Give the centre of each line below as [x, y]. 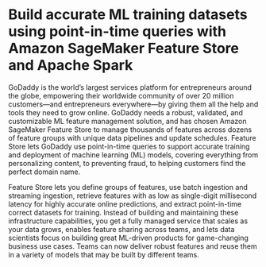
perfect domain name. [44, 172]
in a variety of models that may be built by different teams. [104, 254]
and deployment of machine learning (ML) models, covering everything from [133, 155]
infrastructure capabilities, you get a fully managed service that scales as [128, 221]
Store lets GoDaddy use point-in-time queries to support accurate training [129, 146]
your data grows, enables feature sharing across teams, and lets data [121, 229]
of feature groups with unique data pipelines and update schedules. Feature [132, 137]
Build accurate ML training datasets [128, 15]
